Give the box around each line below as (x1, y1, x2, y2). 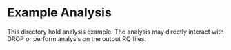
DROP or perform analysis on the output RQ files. (7, 34, 147, 42)
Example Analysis (7, 5, 112, 21)
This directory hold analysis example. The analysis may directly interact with (7, 27, 224, 36)
